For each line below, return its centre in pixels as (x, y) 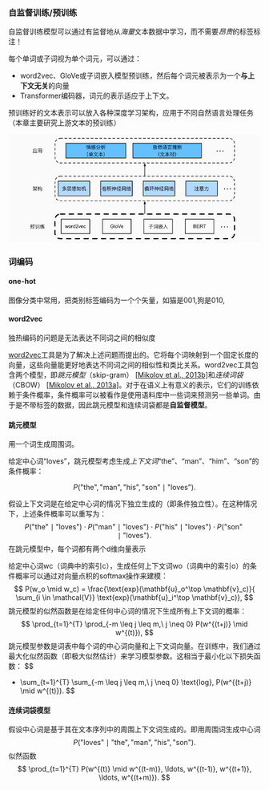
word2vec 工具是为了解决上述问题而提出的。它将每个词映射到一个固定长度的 (133, 355)
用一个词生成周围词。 (43, 444)
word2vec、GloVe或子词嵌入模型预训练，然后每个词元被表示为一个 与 (134, 76)
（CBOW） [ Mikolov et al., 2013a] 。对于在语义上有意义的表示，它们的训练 (130, 385)
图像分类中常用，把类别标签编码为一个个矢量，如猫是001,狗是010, (117, 300)
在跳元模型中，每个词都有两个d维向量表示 (77, 549)
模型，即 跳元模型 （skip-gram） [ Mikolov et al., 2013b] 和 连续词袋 (136, 375)
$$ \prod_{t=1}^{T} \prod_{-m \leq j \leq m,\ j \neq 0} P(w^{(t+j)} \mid (134, 624)
